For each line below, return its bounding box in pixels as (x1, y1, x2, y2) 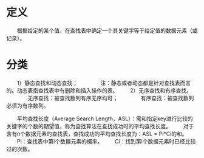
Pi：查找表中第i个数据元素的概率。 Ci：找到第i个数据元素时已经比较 (16, 137, 196, 145)
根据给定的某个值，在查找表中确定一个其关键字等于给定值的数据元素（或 (16, 27, 198, 34)
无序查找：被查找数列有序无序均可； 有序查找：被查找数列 (27, 94, 194, 101)
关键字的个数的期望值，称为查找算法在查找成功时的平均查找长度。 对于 (6, 122, 194, 129)
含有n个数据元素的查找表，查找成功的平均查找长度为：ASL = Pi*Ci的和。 (6, 130, 188, 137)
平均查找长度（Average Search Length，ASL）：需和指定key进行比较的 (16, 115, 193, 122)
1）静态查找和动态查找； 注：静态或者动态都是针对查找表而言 (16, 79, 191, 86)
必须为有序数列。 (6, 101, 49, 109)
